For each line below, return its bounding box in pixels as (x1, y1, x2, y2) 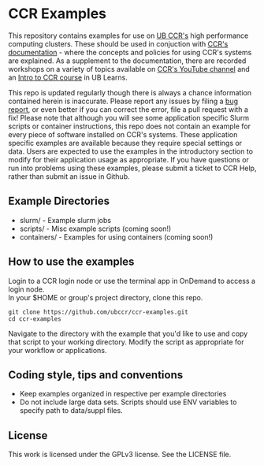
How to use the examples (8, 255, 135, 269)
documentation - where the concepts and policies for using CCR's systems (8, 47, 252, 57)
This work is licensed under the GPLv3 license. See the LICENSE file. (8, 450, 232, 459)
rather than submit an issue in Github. (8, 171, 130, 181)
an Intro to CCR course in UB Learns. (8, 73, 128, 82)
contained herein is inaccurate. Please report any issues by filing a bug (8, 96, 239, 106)
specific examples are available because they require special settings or (8, 138, 243, 147)
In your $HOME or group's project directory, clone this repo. (8, 292, 203, 302)
